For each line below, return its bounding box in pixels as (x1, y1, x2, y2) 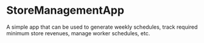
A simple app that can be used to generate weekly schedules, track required (6, 23, 198, 30)
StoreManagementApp (6, 4, 125, 17)
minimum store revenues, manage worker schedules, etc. (6, 29, 150, 36)
